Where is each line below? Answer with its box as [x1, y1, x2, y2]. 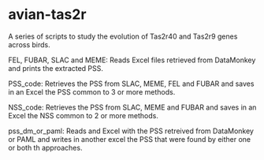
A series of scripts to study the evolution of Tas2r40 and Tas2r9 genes [8, 32, 238, 41]
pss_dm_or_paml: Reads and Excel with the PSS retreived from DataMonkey [8, 126, 255, 136]
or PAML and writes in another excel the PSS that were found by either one [8, 134, 251, 143]
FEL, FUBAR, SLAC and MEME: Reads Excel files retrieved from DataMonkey [8, 55, 256, 65]
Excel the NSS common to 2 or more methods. [8, 110, 159, 120]
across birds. [8, 39, 51, 49]
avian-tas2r [8, 6, 87, 24]
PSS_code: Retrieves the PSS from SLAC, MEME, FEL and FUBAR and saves [8, 79, 255, 88]
